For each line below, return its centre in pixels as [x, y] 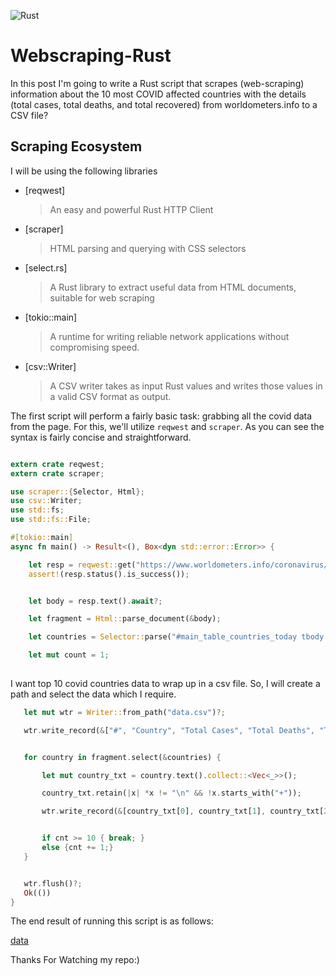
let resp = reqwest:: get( [82, 565]
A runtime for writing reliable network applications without [169, 336]
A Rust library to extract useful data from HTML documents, [173, 287]
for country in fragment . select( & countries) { [122, 757]
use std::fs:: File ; [51, 520]
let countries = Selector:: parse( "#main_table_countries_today [163, 637]
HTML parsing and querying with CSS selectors [148, 248]
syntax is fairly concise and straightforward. [101, 437]
